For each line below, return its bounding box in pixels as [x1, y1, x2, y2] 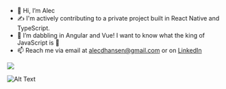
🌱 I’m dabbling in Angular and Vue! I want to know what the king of [16, 31, 205, 39]
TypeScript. [16, 24, 50, 32]
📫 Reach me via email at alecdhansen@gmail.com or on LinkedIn [16, 47, 202, 54]
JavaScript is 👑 [16, 38, 60, 47]
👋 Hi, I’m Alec [16, 7, 55, 14]
